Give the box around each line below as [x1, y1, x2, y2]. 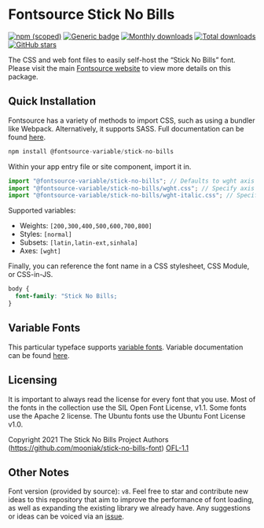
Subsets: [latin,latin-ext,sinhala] [19, 238, 138, 247]
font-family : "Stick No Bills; [15, 293, 118, 301]
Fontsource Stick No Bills [8, 6, 175, 24]
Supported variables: [8, 206, 76, 216]
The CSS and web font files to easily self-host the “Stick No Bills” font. [8, 55, 236, 65]
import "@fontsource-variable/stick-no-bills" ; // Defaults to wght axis [8, 177, 255, 185]
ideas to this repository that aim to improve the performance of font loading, [8, 495, 254, 504]
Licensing [8, 374, 57, 387]
